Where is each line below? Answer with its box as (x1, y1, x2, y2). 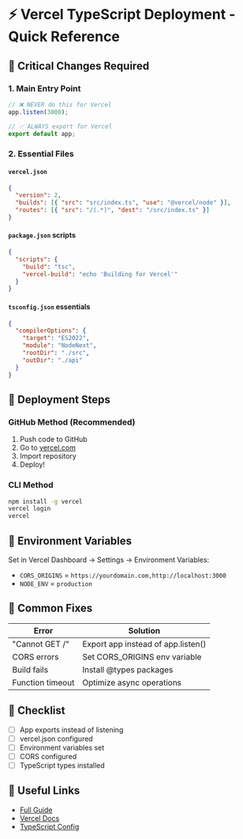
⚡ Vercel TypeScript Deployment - (8, 6, 236, 24)
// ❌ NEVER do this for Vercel (8, 100, 112, 108)
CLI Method (8, 479, 54, 490)
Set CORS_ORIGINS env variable (82, 651, 202, 662)
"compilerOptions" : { (15, 327, 87, 335)
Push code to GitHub (19, 435, 88, 444)
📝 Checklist (8, 704, 65, 717)
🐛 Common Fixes (8, 602, 93, 615)
